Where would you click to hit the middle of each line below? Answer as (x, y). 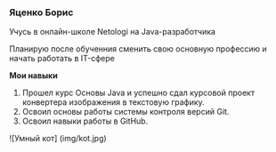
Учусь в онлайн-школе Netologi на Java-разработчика (113, 32)
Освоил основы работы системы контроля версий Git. (126, 112)
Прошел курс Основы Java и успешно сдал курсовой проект (138, 93)
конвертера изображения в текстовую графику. (113, 102)
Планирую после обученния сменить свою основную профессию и (138, 49)
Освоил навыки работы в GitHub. (85, 121)
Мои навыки (33, 76)
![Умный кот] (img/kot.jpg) (58, 139)
